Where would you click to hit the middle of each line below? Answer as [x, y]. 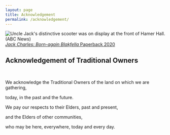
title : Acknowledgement [30, 15]
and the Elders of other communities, [44, 117]
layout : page [19, 10]
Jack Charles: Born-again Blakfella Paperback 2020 [60, 44]
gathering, [16, 88]
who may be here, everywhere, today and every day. [60, 127]
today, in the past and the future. [39, 98]
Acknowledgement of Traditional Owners [72, 60]
